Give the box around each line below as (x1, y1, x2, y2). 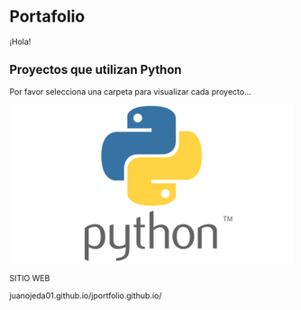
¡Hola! (9, 36, 32, 47)
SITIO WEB (9, 273, 50, 284)
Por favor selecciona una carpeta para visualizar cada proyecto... (9, 86, 252, 96)
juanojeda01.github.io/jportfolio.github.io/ (9, 290, 162, 301)
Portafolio (9, 6, 86, 27)
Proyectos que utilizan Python (9, 62, 182, 77)
